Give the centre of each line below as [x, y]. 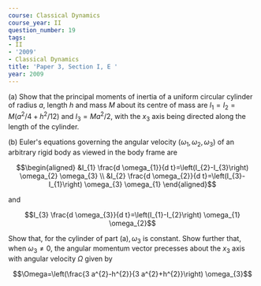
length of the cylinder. [44, 126]
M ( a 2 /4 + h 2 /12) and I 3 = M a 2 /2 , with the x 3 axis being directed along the [127, 117]
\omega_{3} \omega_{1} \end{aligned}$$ [150, 184]
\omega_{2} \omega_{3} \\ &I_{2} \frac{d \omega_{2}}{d [110, 176]
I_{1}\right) [65, 184]
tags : [17, 37]
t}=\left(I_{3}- [224, 176]
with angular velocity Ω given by [60, 259]
